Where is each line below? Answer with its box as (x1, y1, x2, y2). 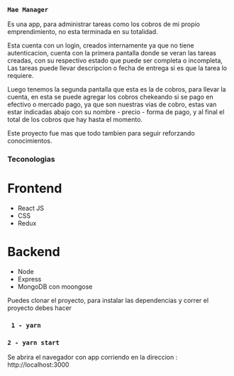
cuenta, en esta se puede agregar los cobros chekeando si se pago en (7, 93, 214, 101)
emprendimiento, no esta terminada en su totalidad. (7, 28, 158, 36)
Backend (7, 244, 60, 260)
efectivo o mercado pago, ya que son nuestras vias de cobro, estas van (7, 100, 217, 109)
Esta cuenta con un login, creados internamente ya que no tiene (7, 41, 194, 50)
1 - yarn (11, 321, 41, 330)
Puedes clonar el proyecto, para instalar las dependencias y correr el (7, 297, 209, 305)
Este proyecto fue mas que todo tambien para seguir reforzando (7, 129, 195, 138)
